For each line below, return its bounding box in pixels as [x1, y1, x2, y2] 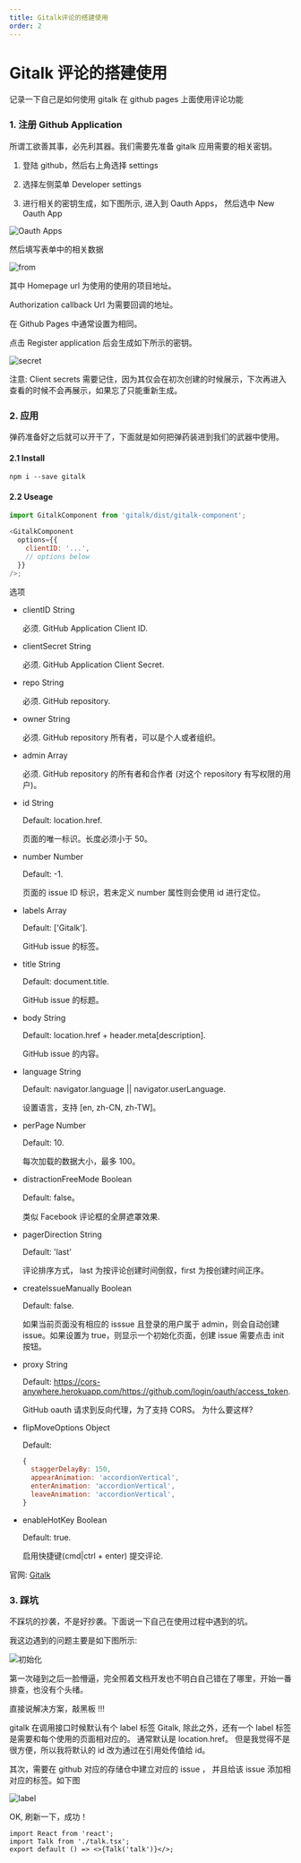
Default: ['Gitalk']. [21, 922, 88, 932]
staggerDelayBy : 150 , [30, 1465, 112, 1474]
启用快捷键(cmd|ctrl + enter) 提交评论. [21, 1550, 164, 1561]
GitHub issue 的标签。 [21, 940, 104, 951]
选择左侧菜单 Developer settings [21, 178, 142, 189]
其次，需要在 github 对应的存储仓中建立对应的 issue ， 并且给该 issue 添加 [9, 1764, 284, 1774]
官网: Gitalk [9, 1569, 51, 1580]
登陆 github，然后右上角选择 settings [21, 159, 159, 170]
